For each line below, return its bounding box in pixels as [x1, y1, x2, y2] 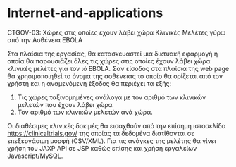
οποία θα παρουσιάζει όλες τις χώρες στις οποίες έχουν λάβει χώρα [7, 56, 211, 65]
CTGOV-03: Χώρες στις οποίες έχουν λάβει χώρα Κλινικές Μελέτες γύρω [7, 28, 226, 37]
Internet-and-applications [7, 5, 163, 21]
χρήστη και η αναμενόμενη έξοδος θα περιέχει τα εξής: [7, 79, 172, 87]
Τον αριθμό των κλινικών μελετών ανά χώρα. [17, 108, 153, 116]
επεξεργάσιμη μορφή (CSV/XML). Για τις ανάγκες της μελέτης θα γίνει [7, 136, 216, 145]
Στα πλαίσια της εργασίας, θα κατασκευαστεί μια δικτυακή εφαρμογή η [7, 49, 218, 58]
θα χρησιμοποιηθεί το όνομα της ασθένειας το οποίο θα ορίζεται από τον [7, 72, 223, 80]
